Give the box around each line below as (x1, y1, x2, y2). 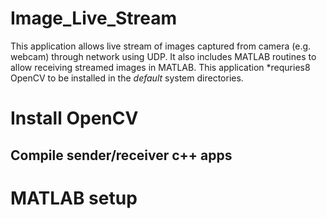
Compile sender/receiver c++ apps (10, 147, 233, 164)
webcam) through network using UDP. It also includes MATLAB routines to (10, 50, 317, 62)
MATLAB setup (10, 187, 138, 209)
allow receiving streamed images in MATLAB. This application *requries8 (10, 61, 311, 73)
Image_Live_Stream (10, 7, 178, 30)
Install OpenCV (10, 107, 139, 130)
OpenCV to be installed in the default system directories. (10, 72, 244, 84)
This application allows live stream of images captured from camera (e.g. (10, 40, 312, 52)
